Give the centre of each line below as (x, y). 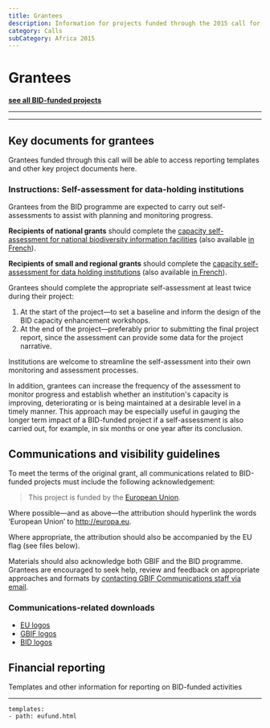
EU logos (35, 625)
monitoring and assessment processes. (74, 370)
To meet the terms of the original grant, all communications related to (123, 473)
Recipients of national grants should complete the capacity (108, 231)
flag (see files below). (44, 546)
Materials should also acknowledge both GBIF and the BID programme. (126, 561)
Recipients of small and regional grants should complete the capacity (125, 264)
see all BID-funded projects (55, 101)
